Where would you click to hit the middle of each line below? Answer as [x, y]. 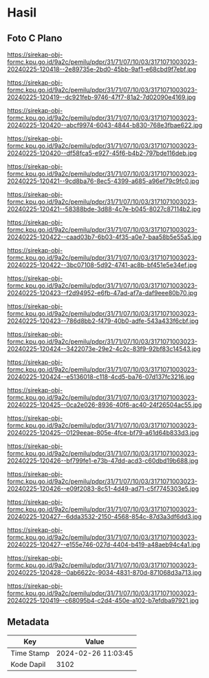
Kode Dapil [28, 664]
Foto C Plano [35, 38]
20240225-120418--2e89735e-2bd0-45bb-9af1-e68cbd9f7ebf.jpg [102, 69]
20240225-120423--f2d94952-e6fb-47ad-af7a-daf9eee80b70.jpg [102, 293]
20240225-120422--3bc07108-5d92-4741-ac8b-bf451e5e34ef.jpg [102, 265]
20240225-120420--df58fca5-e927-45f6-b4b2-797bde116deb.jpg [102, 153]
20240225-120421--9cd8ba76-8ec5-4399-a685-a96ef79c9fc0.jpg [103, 181]
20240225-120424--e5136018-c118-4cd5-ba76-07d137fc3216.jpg [101, 377]
